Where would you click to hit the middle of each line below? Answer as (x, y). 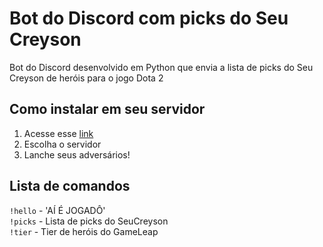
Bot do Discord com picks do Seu (149, 18)
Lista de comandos (70, 186)
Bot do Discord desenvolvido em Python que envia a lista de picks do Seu (161, 67)
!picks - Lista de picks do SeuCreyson (89, 221)
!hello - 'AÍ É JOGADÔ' (57, 210)
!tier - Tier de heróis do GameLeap (84, 231)
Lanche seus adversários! (77, 154)
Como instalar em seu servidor (107, 109)
